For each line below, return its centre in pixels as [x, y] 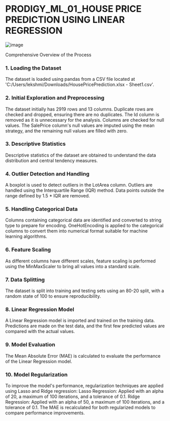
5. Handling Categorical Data [41, 209]
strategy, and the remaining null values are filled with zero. [67, 130]
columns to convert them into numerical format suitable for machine [77, 231]
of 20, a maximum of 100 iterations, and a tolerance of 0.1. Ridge [73, 396]
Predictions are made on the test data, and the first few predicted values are [85, 326]
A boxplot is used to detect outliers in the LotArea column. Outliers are [79, 185]
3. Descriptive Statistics [36, 144]
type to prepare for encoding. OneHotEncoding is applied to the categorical [84, 226]
